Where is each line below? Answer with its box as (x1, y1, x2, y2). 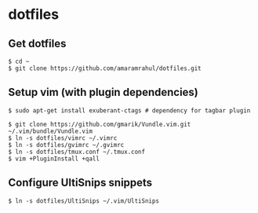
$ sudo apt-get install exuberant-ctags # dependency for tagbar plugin (8, 106, 251, 115)
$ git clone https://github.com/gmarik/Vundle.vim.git (8, 120, 191, 128)
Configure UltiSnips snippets (8, 176, 153, 189)
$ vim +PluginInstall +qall (8, 155, 100, 163)
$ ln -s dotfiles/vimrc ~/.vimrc (8, 134, 118, 142)
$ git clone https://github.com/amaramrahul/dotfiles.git (8, 64, 202, 72)
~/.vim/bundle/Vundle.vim (8, 127, 93, 135)
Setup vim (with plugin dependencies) (8, 86, 198, 99)
